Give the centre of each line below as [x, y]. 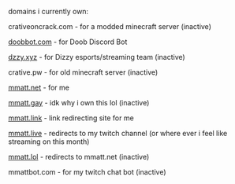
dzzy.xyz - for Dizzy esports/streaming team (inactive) [97, 57]
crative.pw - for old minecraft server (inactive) [83, 72]
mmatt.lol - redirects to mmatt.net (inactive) [79, 157]
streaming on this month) [49, 142]
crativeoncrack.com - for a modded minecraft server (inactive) [110, 26]
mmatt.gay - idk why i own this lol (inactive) [79, 103]
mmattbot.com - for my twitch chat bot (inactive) [88, 172]
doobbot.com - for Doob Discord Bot [68, 42]
